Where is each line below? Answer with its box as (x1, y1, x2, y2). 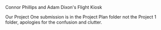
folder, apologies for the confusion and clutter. (5, 19, 103, 25)
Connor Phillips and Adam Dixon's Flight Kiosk (5, 4, 103, 10)
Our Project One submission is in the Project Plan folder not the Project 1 (5, 14, 156, 19)
